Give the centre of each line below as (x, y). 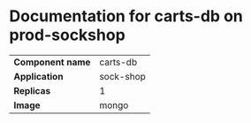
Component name (52, 62)
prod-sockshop (67, 35)
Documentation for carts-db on (126, 16)
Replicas (32, 90)
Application (38, 76)
